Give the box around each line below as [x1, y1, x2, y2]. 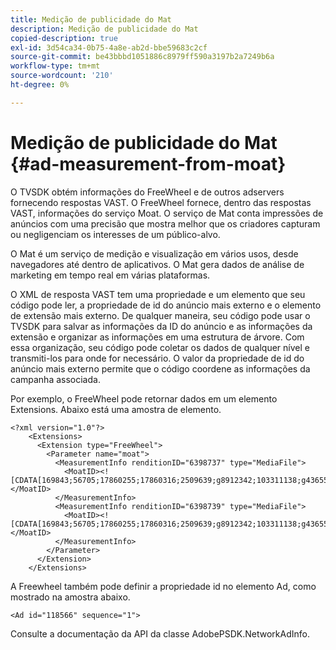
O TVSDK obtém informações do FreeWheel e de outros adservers [10, 186, 285, 198]
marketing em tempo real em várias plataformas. [10, 269, 211, 281]
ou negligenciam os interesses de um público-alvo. [10, 228, 221, 240]
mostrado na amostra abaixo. [10, 591, 131, 603]
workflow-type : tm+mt [10, 61, 101, 71]
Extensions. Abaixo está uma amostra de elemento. [10, 403, 222, 415]
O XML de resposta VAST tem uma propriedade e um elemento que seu [10, 288, 306, 300]
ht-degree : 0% [10, 80, 70, 90]
